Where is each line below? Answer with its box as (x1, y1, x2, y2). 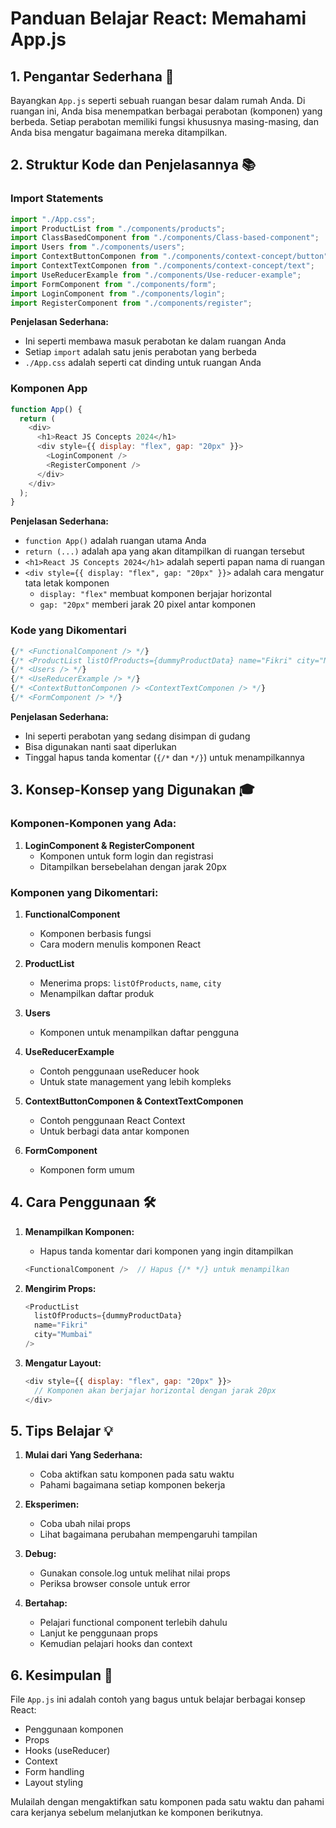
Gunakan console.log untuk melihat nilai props (39, 1567, 231, 1579)
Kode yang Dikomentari (10, 623, 127, 637)
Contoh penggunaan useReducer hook (39, 1065, 200, 1077)
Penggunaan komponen (24, 1723, 124, 1736)
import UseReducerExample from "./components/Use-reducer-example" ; (10, 270, 302, 280)
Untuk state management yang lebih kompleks (39, 1075, 232, 1087)
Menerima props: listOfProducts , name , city (39, 977, 222, 989)
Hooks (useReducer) (24, 1745, 111, 1757)
